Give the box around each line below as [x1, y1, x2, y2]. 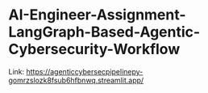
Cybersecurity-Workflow [8, 40, 181, 58]
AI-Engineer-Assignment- [8, 6, 187, 24]
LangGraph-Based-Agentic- [8, 23, 201, 41]
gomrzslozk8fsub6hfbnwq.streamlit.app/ [8, 75, 144, 85]
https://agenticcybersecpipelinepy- [26, 66, 144, 76]
